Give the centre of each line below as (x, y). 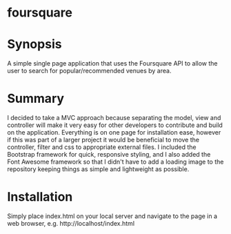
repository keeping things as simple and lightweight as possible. (98, 169)
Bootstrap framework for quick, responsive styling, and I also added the (109, 155)
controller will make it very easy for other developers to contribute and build (115, 125)
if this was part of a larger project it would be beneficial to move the (103, 140)
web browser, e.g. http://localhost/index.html (71, 223)
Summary (36, 99)
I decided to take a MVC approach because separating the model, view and (114, 118)
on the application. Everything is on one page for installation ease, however (114, 133)
